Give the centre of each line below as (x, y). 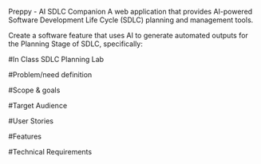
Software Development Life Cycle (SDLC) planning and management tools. (131, 20)
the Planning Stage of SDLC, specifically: (76, 44)
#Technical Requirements (50, 152)
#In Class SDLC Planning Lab (56, 59)
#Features (25, 136)
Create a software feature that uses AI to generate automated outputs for (129, 35)
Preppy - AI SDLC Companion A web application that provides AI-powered (130, 12)
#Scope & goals (34, 90)
